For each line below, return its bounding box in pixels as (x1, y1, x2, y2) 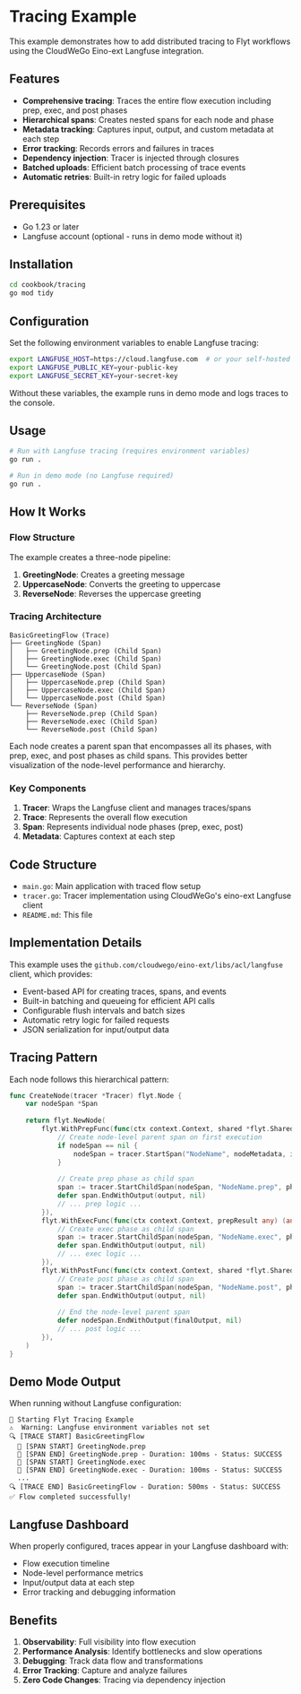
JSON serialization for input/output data (21, 1024, 170, 1034)
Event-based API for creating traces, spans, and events (21, 986, 227, 997)
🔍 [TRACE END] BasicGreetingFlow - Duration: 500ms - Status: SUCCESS (9, 1482, 280, 1491)
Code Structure (9, 857, 97, 872)
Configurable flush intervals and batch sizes (21, 1005, 185, 1016)
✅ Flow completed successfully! (9, 1492, 132, 1502)
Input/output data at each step (21, 1577, 135, 1588)
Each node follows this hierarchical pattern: (9, 1074, 169, 1085)
